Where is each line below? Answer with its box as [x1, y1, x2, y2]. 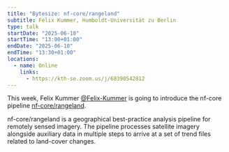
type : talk [7, 23, 39, 30]
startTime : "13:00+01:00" [7, 36, 82, 43]
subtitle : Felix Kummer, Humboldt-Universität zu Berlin [7, 17, 177, 24]
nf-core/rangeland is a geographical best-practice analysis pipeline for [7, 115, 211, 123]
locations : [7, 56, 39, 63]
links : [20, 68, 39, 75]
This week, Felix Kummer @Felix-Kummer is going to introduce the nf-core [7, 94, 222, 102]
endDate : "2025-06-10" [7, 43, 73, 50]
